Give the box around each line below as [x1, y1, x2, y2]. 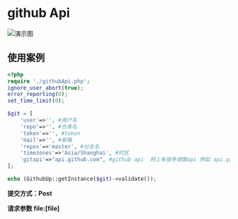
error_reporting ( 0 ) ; [7, 90, 69, 98]
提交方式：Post [7, 189, 52, 197]
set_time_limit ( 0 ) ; [7, 97, 65, 105]
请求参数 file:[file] [7, 203, 60, 213]
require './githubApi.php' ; [7, 78, 91, 85]
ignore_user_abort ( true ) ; [7, 84, 84, 91]
